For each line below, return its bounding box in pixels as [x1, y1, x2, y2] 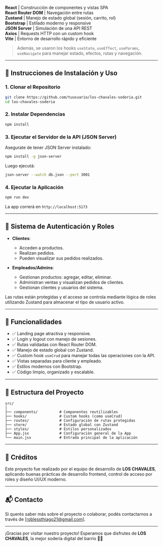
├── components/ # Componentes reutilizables [5, 410, 118, 415]
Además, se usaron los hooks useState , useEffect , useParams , [16, 45, 140, 51]
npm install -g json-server [5, 154, 62, 159]
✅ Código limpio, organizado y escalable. [12, 369, 95, 375]
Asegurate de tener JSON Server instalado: [5, 144, 92, 150]
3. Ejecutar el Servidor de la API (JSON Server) [5, 133, 117, 140]
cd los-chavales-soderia [5, 99, 55, 104]
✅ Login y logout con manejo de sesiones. [12, 336, 97, 342]
